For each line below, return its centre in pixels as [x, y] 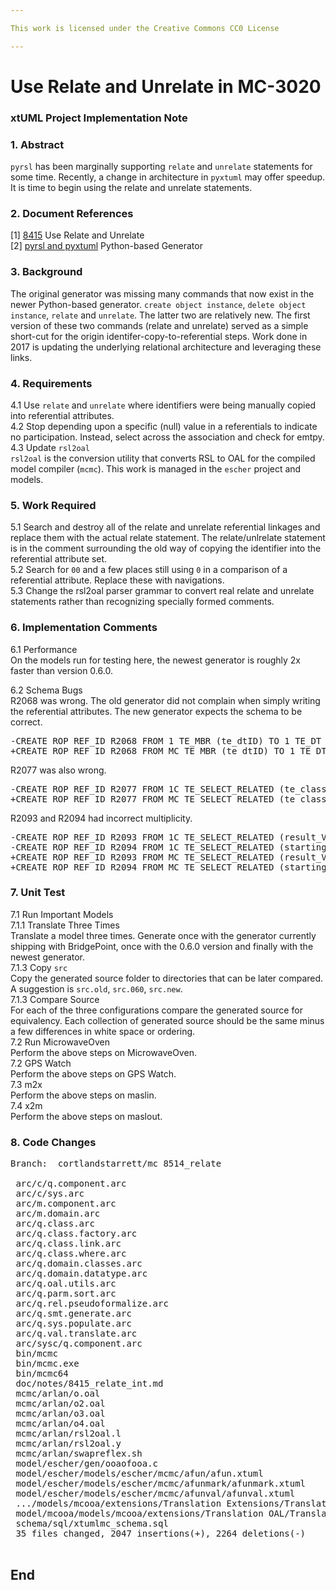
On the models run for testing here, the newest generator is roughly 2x [155, 660]
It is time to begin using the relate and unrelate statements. [131, 188]
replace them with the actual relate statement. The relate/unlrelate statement [168, 538]
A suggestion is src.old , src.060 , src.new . [96, 988]
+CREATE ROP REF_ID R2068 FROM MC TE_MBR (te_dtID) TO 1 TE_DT [168, 750]
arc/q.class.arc [55, 1224]
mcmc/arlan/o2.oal [60, 1404]
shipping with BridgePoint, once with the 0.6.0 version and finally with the [162, 946]
